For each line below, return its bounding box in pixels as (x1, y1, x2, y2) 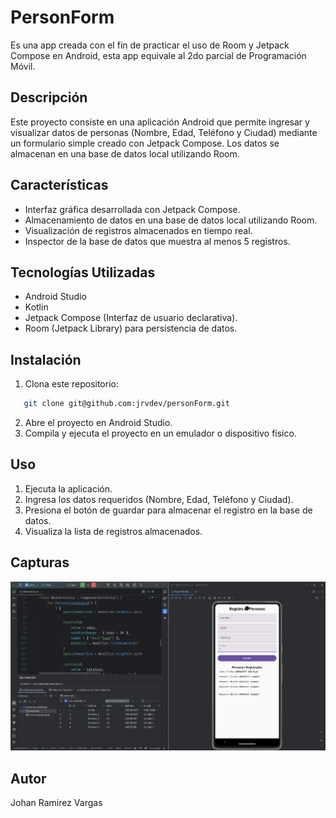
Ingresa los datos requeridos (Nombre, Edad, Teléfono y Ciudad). (24, 493, 294, 505)
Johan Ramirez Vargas (10, 796, 103, 808)
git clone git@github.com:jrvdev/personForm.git (23, 399, 230, 409)
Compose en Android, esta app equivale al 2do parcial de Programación (10, 49, 307, 61)
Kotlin (24, 301, 49, 313)
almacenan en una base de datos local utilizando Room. (10, 147, 240, 160)
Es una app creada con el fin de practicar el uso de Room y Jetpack (10, 39, 290, 51)
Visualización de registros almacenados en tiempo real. (24, 224, 253, 236)
